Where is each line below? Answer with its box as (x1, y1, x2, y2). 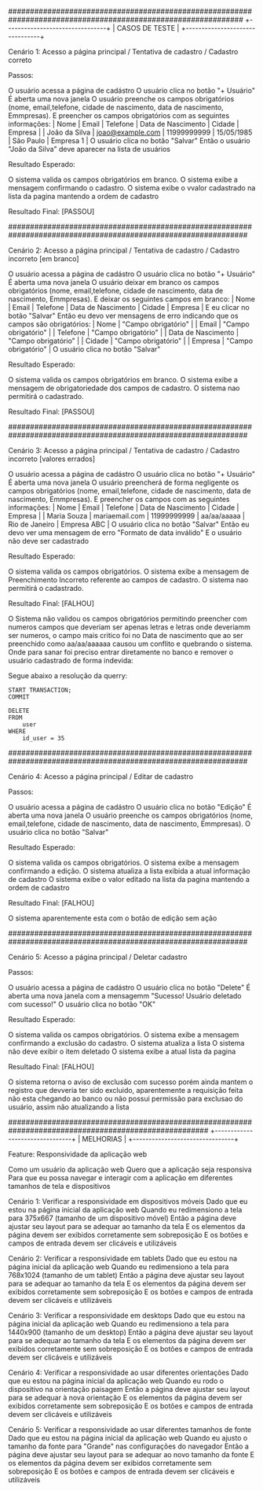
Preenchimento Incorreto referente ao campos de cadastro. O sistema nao (8, 575, 249, 585)
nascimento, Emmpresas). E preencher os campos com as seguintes (8, 495, 230, 504)
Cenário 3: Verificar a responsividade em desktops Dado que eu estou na (8, 1311, 246, 1320)
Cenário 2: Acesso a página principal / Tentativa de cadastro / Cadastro (8, 245, 240, 255)
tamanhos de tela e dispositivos (8, 1182, 111, 1190)
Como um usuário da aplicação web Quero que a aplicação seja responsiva (8, 1164, 253, 1174)
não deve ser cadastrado (8, 537, 89, 545)
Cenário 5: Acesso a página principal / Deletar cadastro (8, 952, 188, 961)
